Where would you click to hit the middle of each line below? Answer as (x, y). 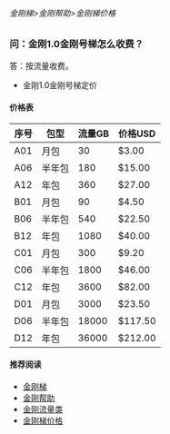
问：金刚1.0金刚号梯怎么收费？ (76, 44)
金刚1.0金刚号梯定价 (60, 84)
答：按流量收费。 (41, 65)
